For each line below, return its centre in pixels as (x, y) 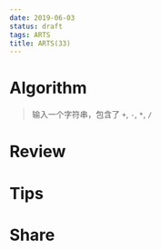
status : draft (36, 26)
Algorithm (48, 88)
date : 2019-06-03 (42, 18)
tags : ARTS (30, 35)
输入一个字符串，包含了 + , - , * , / (92, 115)
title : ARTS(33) (40, 43)
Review (38, 152)
